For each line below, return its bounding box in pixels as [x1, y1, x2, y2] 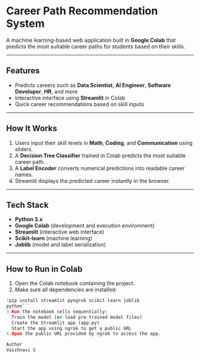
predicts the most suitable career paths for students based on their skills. [6, 43, 186, 50]
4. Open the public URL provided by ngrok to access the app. [6, 331, 161, 337]
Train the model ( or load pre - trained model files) [11, 314, 143, 320]
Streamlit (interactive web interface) [14, 228, 105, 236]
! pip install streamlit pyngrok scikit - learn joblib [6, 298, 140, 304]
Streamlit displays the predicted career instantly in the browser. [14, 177, 171, 184]
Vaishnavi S [6, 347, 36, 353]
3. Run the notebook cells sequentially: [6, 309, 108, 315]
